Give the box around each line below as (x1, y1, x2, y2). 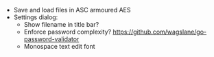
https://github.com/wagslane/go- (112, 27, 207, 36)
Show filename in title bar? (23, 21, 99, 28)
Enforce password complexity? (23, 27, 112, 36)
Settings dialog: (13, 13, 58, 21)
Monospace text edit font (23, 43, 95, 50)
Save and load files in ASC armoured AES (13, 6, 131, 14)
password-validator (23, 35, 80, 43)
